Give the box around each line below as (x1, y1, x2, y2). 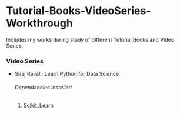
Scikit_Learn (23, 102, 54, 109)
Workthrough (6, 16, 74, 30)
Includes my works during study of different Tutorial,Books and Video (6, 36, 175, 43)
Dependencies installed (14, 83, 72, 90)
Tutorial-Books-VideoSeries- (6, 4, 151, 18)
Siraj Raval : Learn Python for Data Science (14, 71, 119, 78)
